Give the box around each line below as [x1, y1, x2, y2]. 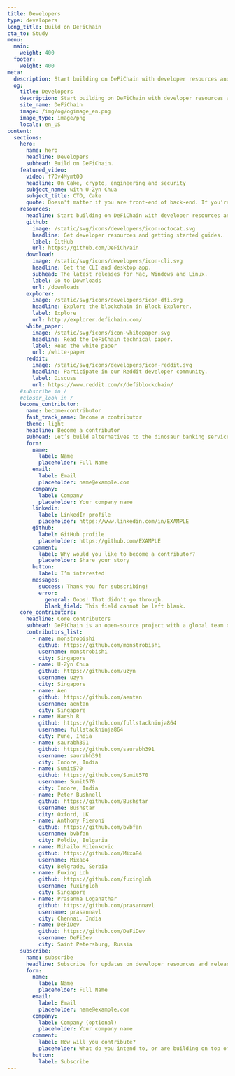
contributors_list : [25, 629, 83, 636]
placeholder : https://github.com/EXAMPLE [38, 537, 161, 545]
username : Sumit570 [38, 778, 96, 785]
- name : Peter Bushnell [32, 791, 101, 798]
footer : [13, 56, 36, 63]
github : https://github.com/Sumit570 [38, 771, 149, 779]
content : [7, 127, 33, 134]
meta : [7, 69, 23, 76]
